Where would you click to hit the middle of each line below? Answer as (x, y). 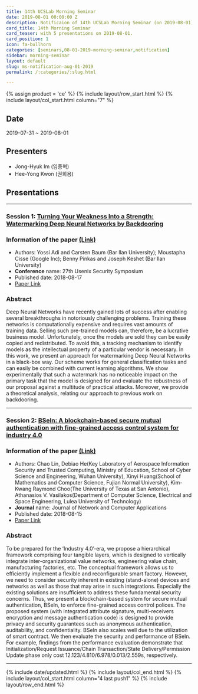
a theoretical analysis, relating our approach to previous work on (84, 394)
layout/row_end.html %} (35, 685)
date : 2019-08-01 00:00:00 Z (42, 17)
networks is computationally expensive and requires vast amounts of (90, 325)
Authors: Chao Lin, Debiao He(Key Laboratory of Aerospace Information (102, 464)
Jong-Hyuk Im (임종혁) (42, 166)
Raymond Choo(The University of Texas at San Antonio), (101, 489)
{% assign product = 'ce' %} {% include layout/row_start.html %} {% (90, 94)
